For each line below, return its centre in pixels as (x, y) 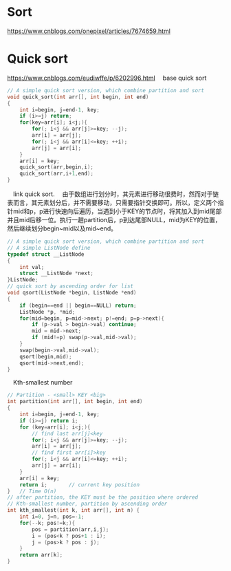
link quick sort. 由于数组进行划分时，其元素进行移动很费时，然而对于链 (116, 194)
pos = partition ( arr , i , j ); (70, 529)
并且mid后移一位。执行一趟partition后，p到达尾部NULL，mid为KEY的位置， (114, 220)
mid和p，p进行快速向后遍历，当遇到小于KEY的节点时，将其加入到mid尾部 (117, 211)
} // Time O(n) (32, 491)
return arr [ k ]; (41, 555)
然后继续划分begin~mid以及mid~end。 (62, 228)
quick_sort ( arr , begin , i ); (57, 167)
